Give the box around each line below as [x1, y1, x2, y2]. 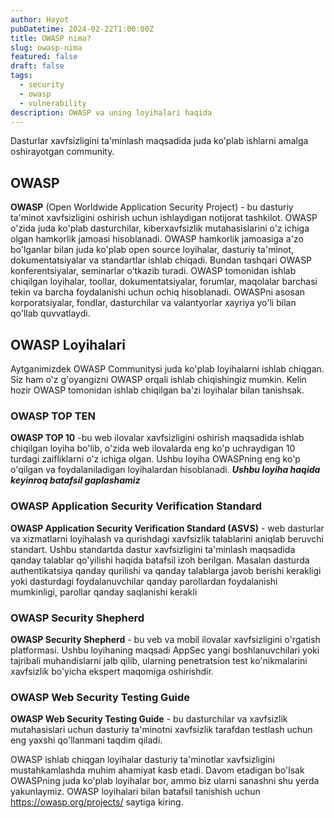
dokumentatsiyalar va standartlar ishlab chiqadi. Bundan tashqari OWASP [10, 254, 313, 266]
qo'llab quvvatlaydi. [10, 307, 91, 320]
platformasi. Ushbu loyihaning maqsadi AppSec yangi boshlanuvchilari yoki [10, 644, 320, 656]
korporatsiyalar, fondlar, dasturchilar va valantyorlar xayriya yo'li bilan [10, 297, 297, 309]
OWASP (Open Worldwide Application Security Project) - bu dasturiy [10, 201, 294, 213]
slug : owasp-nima [10, 42, 83, 53]
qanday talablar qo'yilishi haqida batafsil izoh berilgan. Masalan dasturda [10, 554, 310, 566]
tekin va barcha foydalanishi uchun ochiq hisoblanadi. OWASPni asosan [10, 286, 306, 298]
